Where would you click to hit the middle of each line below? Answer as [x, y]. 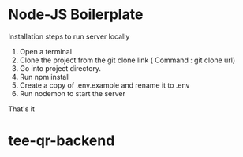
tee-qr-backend [62, 141]
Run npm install [45, 77]
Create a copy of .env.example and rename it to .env [105, 85]
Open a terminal [46, 51]
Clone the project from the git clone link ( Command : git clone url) [127, 60]
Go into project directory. [60, 68]
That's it [22, 109]
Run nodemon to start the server [73, 93]
